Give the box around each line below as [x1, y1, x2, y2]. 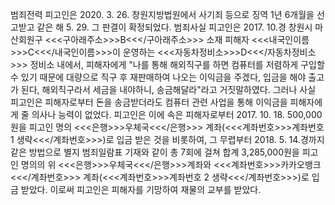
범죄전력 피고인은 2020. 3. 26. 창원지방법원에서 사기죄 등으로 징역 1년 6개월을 [10, 9, 315, 20]
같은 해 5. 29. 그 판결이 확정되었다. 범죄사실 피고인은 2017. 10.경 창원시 [36, 21, 313, 33]
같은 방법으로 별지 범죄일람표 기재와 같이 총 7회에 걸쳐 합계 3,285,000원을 [10, 146, 300, 158]
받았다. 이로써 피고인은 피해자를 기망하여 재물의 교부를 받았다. [20, 184, 262, 195]
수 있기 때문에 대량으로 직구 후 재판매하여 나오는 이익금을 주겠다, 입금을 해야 [10, 71, 307, 83]
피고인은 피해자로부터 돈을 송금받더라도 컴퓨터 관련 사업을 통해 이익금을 [10, 96, 288, 108]
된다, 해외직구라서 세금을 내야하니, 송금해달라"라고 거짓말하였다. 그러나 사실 [20, 84, 317, 95]
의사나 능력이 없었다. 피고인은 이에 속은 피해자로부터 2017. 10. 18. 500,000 [31, 109, 323, 120]
